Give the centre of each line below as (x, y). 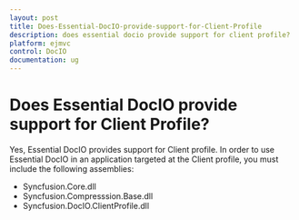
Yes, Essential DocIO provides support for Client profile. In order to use (142, 149)
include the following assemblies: (72, 168)
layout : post (34, 18)
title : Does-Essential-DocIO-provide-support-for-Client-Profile (135, 26)
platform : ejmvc (40, 43)
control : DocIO (38, 52)
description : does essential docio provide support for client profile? (150, 35)
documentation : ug (44, 60)
